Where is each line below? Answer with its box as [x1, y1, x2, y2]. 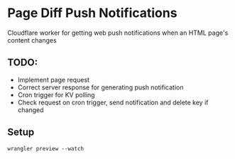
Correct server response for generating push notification [17, 83, 184, 92]
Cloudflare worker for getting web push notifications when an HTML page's [7, 28, 229, 37]
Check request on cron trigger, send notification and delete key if [17, 98, 209, 106]
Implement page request [17, 75, 90, 84]
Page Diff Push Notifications [7, 5, 177, 21]
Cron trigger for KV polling [17, 90, 95, 99]
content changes [7, 35, 57, 44]
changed [17, 105, 44, 114]
